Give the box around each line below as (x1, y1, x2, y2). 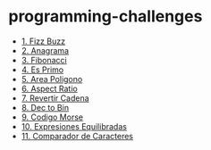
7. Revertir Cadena (21, 92, 90, 104)
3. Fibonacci (21, 54, 68, 65)
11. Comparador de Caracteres (21, 130, 134, 141)
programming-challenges (8, 6, 203, 27)
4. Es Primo (21, 64, 64, 75)
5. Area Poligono (21, 73, 83, 84)
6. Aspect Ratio (21, 83, 78, 94)
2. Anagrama (21, 45, 69, 55)
